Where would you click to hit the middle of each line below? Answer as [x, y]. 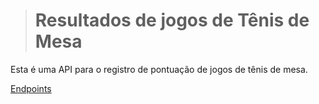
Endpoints [31, 88]
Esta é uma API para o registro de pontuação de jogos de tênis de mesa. [159, 69]
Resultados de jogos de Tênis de [172, 20]
